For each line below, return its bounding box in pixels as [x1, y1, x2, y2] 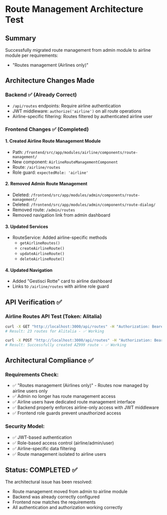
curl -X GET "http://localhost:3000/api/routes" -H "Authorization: [5, 324, 150, 329]
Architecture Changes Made [5, 76, 95, 85]
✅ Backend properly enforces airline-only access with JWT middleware [12, 404, 159, 410]
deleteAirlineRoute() [19, 257, 65, 262]
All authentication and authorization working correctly [12, 505, 123, 511]
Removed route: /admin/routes [12, 207, 76, 213]
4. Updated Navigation [5, 267, 53, 273]
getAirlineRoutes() [19, 241, 61, 246]
